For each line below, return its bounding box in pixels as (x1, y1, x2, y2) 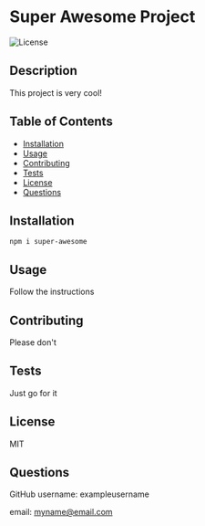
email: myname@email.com (9, 507, 113, 518)
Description (9, 63, 77, 79)
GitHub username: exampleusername (9, 489, 150, 500)
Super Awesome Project (9, 6, 196, 27)
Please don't (9, 337, 56, 348)
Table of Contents (9, 114, 114, 130)
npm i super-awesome (9, 237, 88, 247)
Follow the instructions (9, 286, 95, 298)
